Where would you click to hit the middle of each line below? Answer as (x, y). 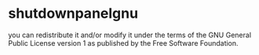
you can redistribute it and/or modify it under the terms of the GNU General (130, 35)
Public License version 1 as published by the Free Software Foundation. (123, 43)
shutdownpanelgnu (73, 14)
